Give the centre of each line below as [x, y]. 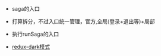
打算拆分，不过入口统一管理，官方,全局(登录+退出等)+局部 [83, 21]
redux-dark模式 [31, 47]
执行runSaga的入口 [35, 34]
